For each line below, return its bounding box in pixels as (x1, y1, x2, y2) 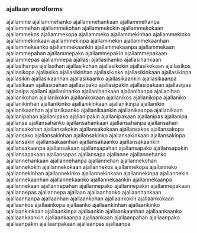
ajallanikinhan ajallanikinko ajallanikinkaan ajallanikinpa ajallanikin (6, 100, 164, 108)
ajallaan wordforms (6, 5, 63, 13)
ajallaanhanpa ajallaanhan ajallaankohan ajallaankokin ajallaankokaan (6, 195, 175, 202)
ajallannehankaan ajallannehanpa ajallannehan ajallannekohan (6, 157, 157, 165)
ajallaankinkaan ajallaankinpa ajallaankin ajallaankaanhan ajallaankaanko (6, 207, 182, 215)
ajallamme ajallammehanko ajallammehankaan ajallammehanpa (6, 18, 160, 26)
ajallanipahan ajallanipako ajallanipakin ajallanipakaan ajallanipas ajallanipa (6, 113, 188, 120)
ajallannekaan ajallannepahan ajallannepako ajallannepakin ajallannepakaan (6, 182, 190, 190)
